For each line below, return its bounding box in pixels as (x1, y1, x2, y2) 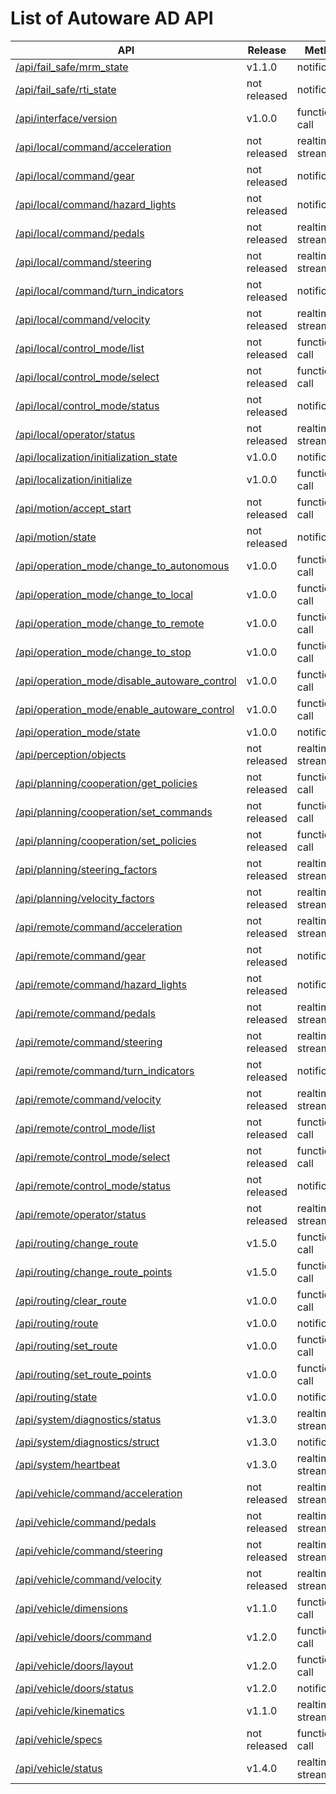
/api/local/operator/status (15, 427, 136, 441)
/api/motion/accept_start (15, 501, 132, 515)
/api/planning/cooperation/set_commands (15, 805, 213, 819)
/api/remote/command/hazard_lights (15, 977, 188, 991)
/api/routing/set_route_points (15, 1367, 152, 1381)
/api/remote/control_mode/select (15, 1150, 171, 1164)
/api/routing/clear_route (15, 1293, 127, 1307)
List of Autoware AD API (10, 7, 214, 30)
